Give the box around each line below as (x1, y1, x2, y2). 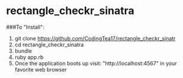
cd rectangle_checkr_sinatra (14, 41, 84, 48)
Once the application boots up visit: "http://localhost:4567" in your (14, 60, 177, 67)
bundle (14, 47, 33, 54)
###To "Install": (6, 23, 44, 30)
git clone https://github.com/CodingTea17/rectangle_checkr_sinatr (14, 35, 176, 42)
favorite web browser (14, 66, 67, 73)
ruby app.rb (14, 53, 44, 60)
